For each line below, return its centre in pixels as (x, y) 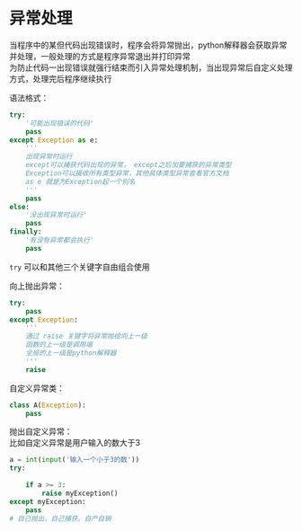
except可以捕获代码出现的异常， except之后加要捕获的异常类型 (129, 165)
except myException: (48, 501)
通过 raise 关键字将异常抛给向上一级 (87, 336)
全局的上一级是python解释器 (71, 353)
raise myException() (80, 493)
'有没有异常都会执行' (60, 240)
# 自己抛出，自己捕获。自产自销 (60, 518)
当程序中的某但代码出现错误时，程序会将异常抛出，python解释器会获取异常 (148, 45)
